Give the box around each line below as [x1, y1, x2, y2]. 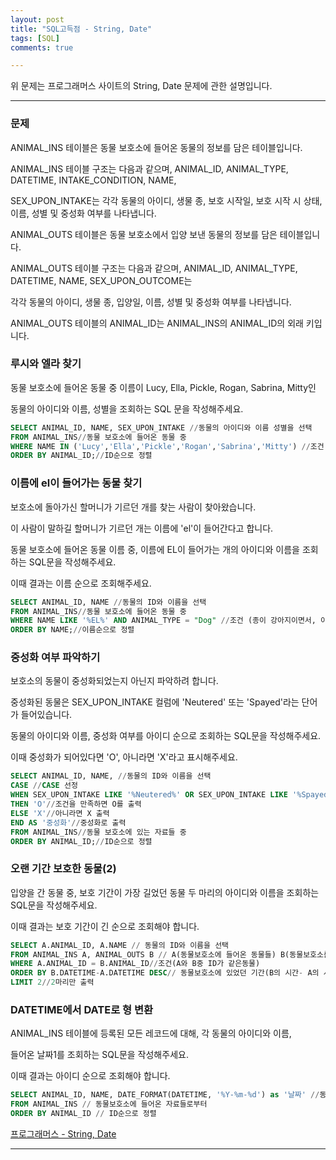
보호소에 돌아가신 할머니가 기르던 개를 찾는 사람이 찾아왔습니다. [10, 501, 257, 513]
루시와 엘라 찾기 [10, 357, 82, 371]
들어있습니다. [20, 709, 73, 721]
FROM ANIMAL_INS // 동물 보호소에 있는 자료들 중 [10, 827, 187, 837]
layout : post [10, 14, 65, 25]
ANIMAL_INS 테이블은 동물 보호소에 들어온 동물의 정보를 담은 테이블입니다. [10, 141, 303, 153]
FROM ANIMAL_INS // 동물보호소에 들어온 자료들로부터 [10, 1099, 208, 1110]
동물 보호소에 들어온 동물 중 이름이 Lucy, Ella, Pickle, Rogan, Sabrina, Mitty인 [10, 381, 317, 393]
